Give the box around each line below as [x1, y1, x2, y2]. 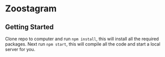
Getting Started [5, 23, 54, 31]
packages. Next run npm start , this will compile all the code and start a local [5, 41, 161, 47]
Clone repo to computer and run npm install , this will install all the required [5, 36, 159, 42]
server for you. [5, 47, 36, 52]
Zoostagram [5, 3, 57, 14]
